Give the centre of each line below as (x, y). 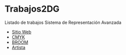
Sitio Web (21, 32)
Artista (18, 47)
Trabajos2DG (32, 9)
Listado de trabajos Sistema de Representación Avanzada (63, 22)
